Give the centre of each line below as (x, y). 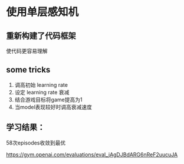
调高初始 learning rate (41, 85)
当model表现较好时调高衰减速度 (53, 107)
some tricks (28, 70)
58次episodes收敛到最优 (36, 143)
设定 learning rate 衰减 (42, 92)
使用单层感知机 (42, 12)
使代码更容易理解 (27, 51)
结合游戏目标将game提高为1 (48, 99)
